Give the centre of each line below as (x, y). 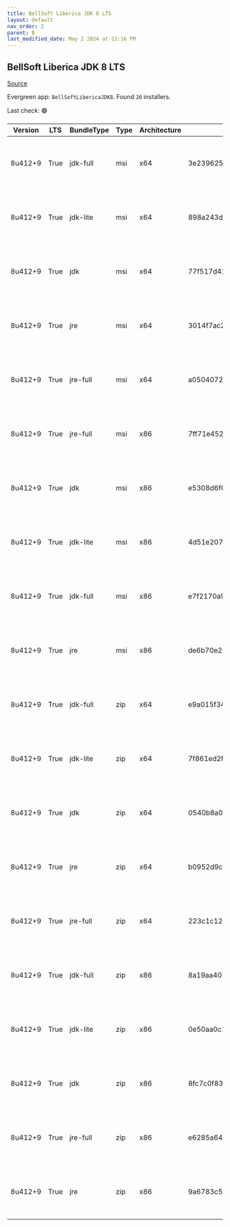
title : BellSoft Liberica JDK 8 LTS (59, 13)
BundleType (89, 130)
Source (17, 83)
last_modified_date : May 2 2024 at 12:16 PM (72, 39)
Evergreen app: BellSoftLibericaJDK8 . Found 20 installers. (89, 96)
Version (26, 130)
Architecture (160, 130)
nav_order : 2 (26, 26)
